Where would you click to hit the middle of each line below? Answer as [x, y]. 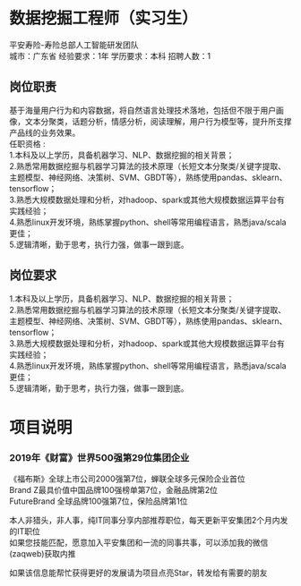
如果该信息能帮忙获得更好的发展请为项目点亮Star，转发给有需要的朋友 [138, 573]
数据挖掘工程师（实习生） [104, 18]
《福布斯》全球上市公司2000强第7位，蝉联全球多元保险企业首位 [127, 479]
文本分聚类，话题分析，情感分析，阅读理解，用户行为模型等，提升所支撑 [158, 121]
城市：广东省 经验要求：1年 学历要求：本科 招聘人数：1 [110, 55]
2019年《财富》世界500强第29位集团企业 [99, 457]
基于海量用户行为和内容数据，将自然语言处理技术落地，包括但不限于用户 [142, 110]
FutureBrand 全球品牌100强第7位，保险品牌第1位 [99, 501]
